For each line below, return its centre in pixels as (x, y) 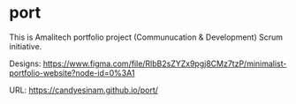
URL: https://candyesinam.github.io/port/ (84, 90)
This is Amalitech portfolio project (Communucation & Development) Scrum (146, 37)
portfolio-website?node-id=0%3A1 (72, 72)
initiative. (26, 46)
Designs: (25, 63)
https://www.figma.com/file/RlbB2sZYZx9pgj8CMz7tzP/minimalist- (165, 63)
